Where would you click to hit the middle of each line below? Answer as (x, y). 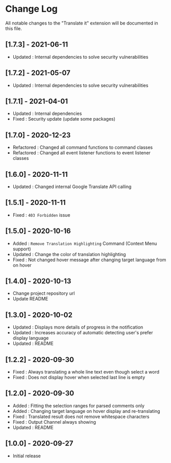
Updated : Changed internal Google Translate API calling (72, 187)
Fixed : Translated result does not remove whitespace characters (81, 416)
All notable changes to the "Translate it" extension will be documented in (82, 23)
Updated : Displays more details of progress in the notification (78, 327)
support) (22, 249)
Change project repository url (44, 293)
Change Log (31, 9)
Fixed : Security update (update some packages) (64, 119)
